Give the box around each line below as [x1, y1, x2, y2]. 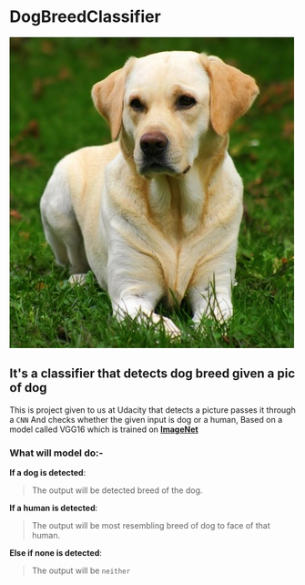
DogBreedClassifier [9, 6, 161, 27]
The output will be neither [31, 565, 131, 576]
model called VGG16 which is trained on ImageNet [9, 424, 198, 435]
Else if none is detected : [9, 548, 103, 559]
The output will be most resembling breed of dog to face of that [31, 520, 270, 531]
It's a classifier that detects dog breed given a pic [9, 366, 296, 382]
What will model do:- [9, 446, 104, 459]
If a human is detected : [9, 503, 98, 514]
